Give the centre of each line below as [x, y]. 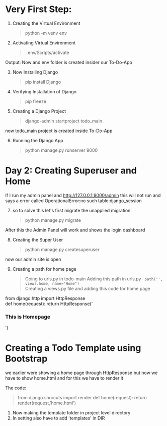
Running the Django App [38, 140]
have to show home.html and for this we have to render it [64, 378]
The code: [16, 388]
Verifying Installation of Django [45, 91]
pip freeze [36, 101]
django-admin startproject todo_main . [65, 121]
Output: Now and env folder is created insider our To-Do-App [69, 62]
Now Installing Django [35, 72]
